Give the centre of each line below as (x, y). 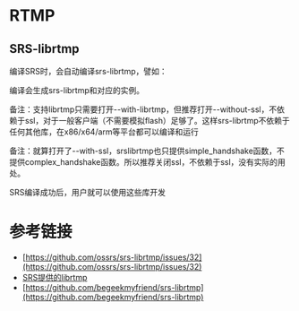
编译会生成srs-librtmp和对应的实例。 (77, 90)
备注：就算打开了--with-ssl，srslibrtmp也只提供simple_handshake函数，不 (147, 151)
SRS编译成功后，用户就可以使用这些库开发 (87, 192)
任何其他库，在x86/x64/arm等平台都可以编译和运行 (104, 132)
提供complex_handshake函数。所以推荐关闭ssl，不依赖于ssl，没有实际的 (144, 162)
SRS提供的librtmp (55, 277)
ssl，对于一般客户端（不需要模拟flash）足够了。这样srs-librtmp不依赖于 (158, 121)
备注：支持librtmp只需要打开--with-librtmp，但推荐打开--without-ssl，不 (143, 109)
